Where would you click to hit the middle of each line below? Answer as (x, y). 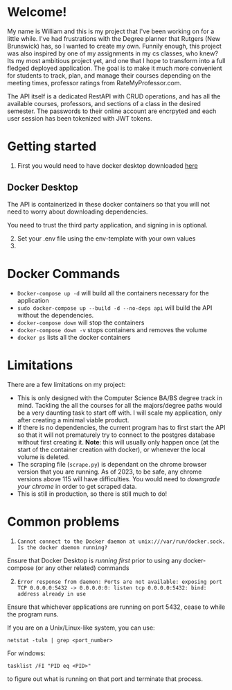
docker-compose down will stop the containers (81, 322)
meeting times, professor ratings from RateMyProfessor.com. (95, 83)
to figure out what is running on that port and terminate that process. (105, 679)
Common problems (63, 521)
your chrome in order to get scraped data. (77, 486)
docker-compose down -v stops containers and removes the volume (112, 329)
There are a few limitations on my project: (66, 384)
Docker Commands (64, 274)
